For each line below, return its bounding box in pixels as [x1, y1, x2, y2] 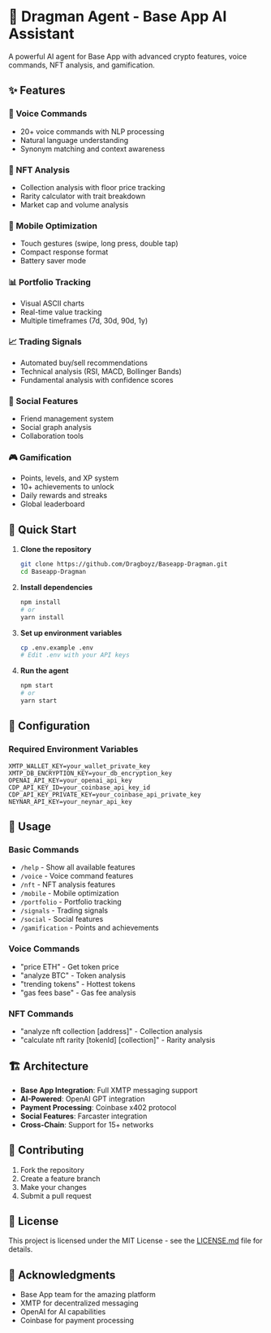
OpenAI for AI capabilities [19, 1307, 106, 1317]
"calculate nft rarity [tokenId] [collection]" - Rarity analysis [19, 1035, 216, 1044]
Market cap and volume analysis [19, 199, 129, 210]
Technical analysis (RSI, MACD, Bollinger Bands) [19, 366, 183, 376]
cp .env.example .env [19, 644, 93, 652]
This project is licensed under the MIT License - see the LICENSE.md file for [8, 1235, 263, 1246]
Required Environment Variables [8, 744, 139, 755]
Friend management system [19, 414, 114, 423]
